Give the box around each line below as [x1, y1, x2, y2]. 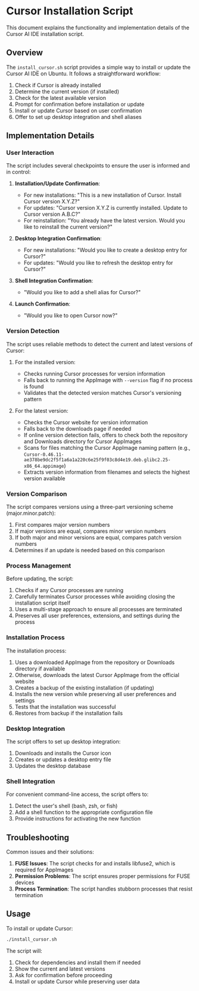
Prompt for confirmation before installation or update [14, 100, 145, 108]
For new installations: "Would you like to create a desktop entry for [23, 246, 188, 254]
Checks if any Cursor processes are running [14, 587, 124, 594]
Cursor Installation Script [6, 4, 133, 18]
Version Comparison [6, 489, 67, 498]
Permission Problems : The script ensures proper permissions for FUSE [14, 873, 191, 880]
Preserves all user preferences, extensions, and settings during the [14, 612, 180, 620]
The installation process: [6, 647, 67, 654]
